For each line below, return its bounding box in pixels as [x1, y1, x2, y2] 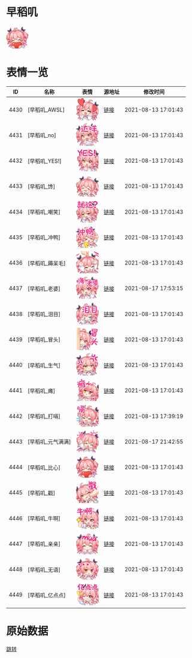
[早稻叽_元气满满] [28, 438, 71, 445]
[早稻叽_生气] [28, 362, 61, 369]
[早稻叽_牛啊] [28, 515, 61, 522]
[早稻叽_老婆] [28, 285, 61, 292]
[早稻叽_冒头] [28, 336, 61, 343]
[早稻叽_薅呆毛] [28, 259, 66, 266]
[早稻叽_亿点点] [28, 591, 66, 599]
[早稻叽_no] [28, 132, 57, 139]
